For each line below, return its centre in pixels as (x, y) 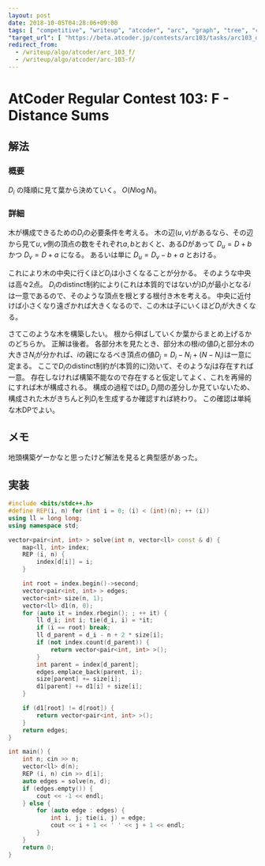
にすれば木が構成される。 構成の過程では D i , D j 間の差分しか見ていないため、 (131, 388)
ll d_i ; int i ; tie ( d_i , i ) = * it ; (95, 620)
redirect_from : (33, 45)
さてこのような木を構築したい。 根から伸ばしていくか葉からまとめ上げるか (130, 334)
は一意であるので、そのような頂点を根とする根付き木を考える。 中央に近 (126, 295)
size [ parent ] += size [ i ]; (79, 679)
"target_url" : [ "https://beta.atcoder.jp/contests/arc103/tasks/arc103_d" (135, 38)
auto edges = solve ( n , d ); (67, 781)
